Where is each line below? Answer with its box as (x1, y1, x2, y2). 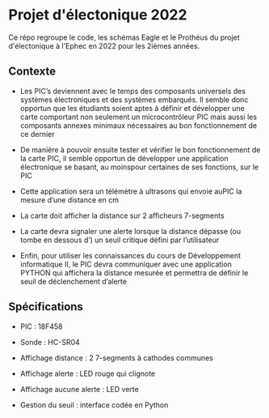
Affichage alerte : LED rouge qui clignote (19, 369, 156, 378)
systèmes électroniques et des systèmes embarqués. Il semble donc (19, 95, 249, 104)
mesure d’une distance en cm (19, 194, 120, 204)
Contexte (8, 65, 57, 79)
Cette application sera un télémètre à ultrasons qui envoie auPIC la (19, 186, 242, 196)
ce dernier (19, 129, 55, 139)
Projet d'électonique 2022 (8, 6, 187, 24)
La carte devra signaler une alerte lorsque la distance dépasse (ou (19, 226, 241, 236)
